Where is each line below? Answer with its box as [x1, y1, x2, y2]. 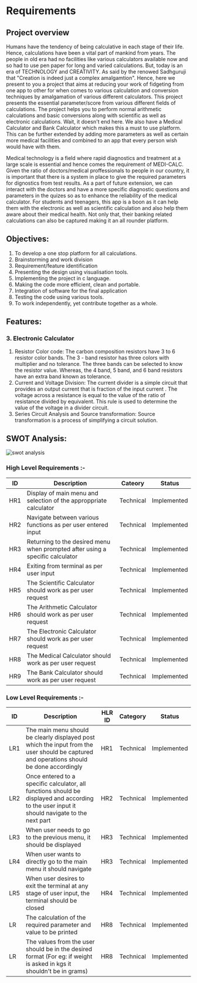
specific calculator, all [25, 779, 86, 788]
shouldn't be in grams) [25, 967, 88, 975]
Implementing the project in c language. [14, 275, 111, 282]
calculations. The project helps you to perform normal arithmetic [6, 106, 162, 112]
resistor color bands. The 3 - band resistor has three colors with [14, 354, 169, 361]
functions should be [25, 787, 81, 795]
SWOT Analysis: [6, 434, 67, 444]
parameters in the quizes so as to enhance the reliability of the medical [6, 192, 178, 199]
